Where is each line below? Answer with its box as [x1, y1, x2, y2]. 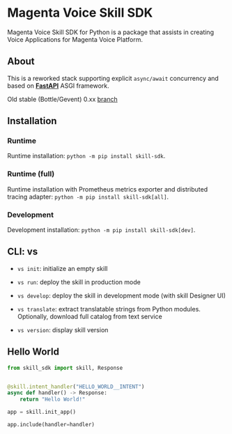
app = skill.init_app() [7, 409, 77, 416]
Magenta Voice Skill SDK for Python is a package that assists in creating [7, 28, 215, 36]
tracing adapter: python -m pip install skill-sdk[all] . [7, 192, 169, 201]
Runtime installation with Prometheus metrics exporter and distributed [7, 185, 208, 193]
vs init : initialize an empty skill [17, 264, 108, 272]
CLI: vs [7, 246, 38, 258]
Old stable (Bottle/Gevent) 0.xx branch [7, 95, 118, 103]
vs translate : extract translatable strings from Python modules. [17, 304, 201, 313]
